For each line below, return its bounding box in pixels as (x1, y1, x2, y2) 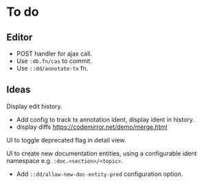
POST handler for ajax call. (16, 49, 92, 58)
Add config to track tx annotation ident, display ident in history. (16, 115, 195, 123)
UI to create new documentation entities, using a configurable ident (6, 149, 197, 158)
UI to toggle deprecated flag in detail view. (6, 136, 126, 144)
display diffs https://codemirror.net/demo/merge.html (16, 123, 168, 131)
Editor (6, 32, 33, 43)
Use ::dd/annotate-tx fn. (16, 64, 89, 72)
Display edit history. (6, 102, 63, 110)
